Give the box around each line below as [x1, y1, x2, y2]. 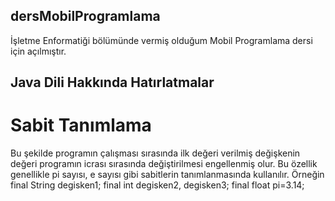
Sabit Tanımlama [10, 114, 152, 137]
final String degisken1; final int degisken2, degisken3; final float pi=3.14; [10, 179, 305, 191]
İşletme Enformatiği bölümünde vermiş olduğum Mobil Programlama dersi [10, 34, 313, 46]
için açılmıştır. [10, 45, 67, 57]
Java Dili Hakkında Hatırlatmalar [10, 74, 215, 91]
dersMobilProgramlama [10, 8, 161, 25]
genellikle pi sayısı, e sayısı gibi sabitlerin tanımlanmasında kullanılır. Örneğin [10, 169, 325, 181]
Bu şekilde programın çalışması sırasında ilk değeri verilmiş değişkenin [10, 147, 301, 159]
